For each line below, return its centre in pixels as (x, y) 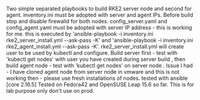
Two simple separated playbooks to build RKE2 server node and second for (99, 9)
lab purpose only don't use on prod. (50, 91)
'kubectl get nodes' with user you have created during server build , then (96, 59)
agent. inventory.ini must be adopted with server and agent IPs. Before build (100, 15)
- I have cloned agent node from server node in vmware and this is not (93, 72)
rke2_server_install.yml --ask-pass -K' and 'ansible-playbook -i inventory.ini (100, 40)
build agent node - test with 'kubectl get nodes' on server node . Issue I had (99, 65)
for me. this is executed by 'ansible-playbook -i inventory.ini (80, 34)
